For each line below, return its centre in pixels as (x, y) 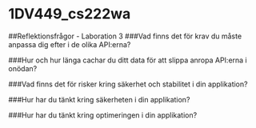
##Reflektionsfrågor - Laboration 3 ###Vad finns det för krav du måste (125, 36)
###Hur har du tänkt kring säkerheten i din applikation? (99, 99)
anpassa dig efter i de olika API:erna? (70, 44)
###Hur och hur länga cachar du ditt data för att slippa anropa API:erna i (128, 60)
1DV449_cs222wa (70, 14)
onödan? (23, 68)
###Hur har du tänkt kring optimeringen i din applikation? (103, 115)
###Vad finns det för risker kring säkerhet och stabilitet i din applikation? (128, 84)
